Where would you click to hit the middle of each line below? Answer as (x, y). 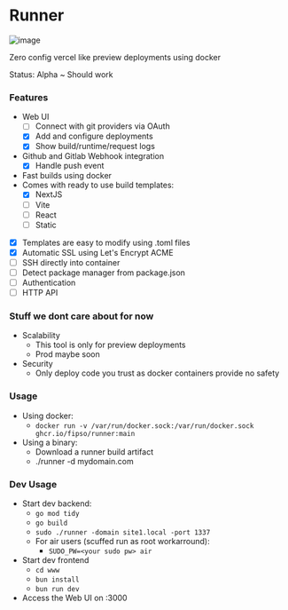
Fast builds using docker (67, 176)
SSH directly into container (71, 262)
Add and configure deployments (94, 136)
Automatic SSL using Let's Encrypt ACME (98, 252)
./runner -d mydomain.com (85, 461)
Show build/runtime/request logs (95, 147)
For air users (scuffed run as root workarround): (122, 541)
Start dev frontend (55, 560)
